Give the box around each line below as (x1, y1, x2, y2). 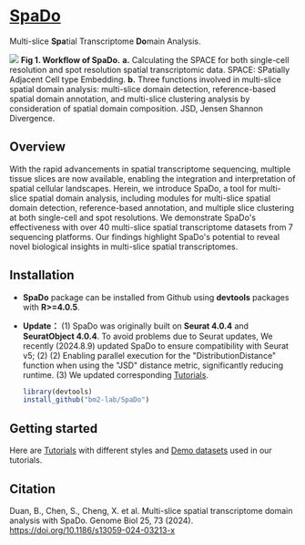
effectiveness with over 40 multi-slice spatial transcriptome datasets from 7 (9, 221, 294, 233)
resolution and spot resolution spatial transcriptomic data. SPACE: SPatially (9, 64, 290, 75)
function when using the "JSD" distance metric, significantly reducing (22, 360, 284, 371)
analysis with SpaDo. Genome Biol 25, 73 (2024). (9, 515, 194, 526)
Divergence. (9, 112, 56, 123)
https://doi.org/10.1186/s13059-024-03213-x (9, 524, 176, 535)
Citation (9, 481, 56, 497)
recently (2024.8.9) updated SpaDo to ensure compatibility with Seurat (22, 340, 290, 351)
